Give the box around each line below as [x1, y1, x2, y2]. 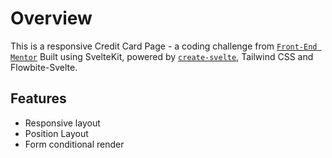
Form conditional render [24, 138, 125, 150]
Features [10, 90, 67, 107]
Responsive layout [24, 117, 101, 129]
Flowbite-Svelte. [10, 61, 78, 73]
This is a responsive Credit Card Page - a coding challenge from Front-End [10, 40, 318, 52]
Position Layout [24, 127, 89, 139]
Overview [10, 7, 93, 30]
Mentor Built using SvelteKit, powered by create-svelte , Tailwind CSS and [10, 50, 314, 62]
